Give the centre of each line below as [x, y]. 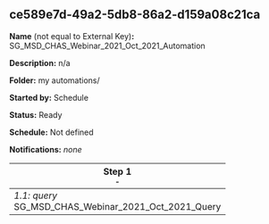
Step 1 [118, 171]
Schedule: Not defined [51, 132]
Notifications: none [46, 149]
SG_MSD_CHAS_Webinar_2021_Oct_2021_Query [118, 206]
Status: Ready [36, 114]
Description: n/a [40, 62]
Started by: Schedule [49, 97]
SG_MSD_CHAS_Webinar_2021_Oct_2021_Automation [107, 46]
